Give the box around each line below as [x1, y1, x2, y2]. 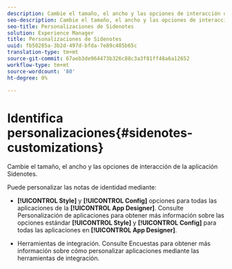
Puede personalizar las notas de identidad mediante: [7, 183, 157, 192]
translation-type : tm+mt [7, 49, 79, 56]
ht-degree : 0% [7, 74, 48, 82]
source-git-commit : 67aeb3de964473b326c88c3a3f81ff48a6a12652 [7, 55, 190, 62]
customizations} [7, 140, 104, 156]
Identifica [7, 110, 64, 126]
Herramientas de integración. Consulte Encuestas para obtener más [17, 239, 211, 248]
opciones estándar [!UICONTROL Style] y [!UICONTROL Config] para [17, 219, 217, 227]
